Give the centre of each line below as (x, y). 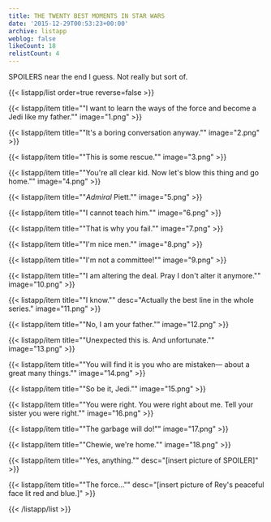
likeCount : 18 (32, 46)
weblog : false (32, 39)
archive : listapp (38, 31)
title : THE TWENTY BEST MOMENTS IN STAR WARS (86, 16)
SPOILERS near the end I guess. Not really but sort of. (98, 77)
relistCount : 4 (34, 54)
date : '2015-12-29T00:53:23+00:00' (69, 24)
